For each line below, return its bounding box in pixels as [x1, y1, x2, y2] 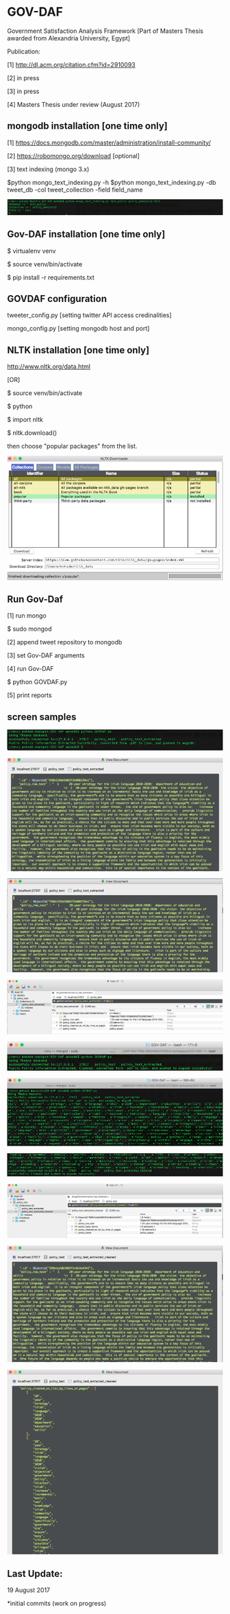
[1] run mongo [7, 611, 47, 620]
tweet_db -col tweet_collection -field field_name [7, 186, 143, 194]
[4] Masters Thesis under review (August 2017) [7, 100, 140, 108]
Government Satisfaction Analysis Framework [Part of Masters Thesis [7, 27, 204, 35]
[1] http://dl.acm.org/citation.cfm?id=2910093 [7, 60, 136, 68]
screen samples [7, 711, 77, 722]
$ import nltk [7, 416, 43, 424]
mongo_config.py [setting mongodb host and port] [7, 325, 150, 333]
